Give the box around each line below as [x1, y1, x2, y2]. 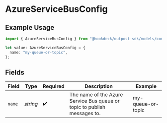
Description [84, 83, 113, 90]
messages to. [69, 110, 101, 117]
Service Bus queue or [69, 98, 120, 105]
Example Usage [5, 23, 55, 32]
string [24, 101, 38, 108]
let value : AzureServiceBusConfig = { [5, 45, 85, 50]
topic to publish [69, 104, 106, 111]
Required [42, 83, 65, 90]
